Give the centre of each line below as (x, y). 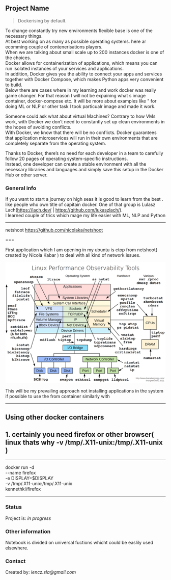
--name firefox (21, 473)
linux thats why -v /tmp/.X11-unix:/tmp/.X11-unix (84, 442)
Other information (28, 531)
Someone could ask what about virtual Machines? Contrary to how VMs (80, 116)
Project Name (27, 8)
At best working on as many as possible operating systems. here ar (76, 41)
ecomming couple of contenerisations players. (54, 47)
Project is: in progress (28, 518)
